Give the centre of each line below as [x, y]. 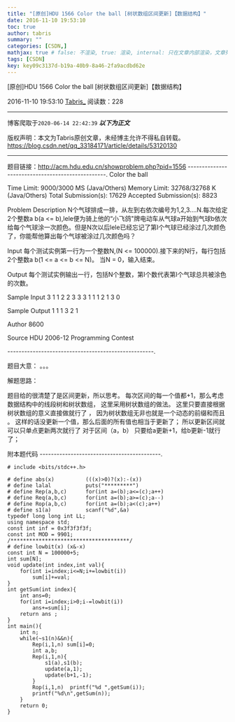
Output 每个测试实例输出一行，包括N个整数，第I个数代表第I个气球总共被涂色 [117, 274]
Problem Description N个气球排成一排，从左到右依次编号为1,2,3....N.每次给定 [117, 210]
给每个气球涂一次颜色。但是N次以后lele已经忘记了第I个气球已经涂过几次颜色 [116, 227]
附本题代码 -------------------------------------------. [85, 454]
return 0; [34, 706]
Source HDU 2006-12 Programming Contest [71, 338]
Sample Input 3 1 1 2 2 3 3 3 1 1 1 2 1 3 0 [64, 297]
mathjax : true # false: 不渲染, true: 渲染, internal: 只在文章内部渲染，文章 [116, 53]
